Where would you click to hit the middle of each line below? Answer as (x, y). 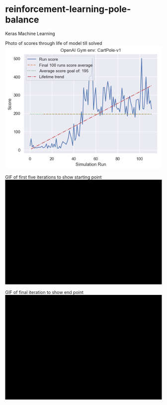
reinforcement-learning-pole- (68, 9)
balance (22, 20)
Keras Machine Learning (30, 33)
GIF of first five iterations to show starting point (53, 177)
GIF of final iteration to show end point (44, 292)
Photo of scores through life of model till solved (54, 43)
